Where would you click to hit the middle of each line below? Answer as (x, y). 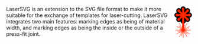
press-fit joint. (23, 34)
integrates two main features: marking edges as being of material (86, 21)
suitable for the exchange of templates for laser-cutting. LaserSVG (87, 15)
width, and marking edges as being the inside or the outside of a (85, 28)
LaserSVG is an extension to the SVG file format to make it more (84, 9)
